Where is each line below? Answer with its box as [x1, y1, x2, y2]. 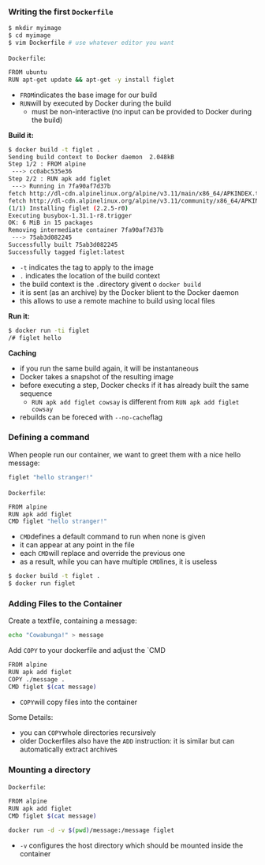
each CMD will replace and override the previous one [19, 549, 185, 558]
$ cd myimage [8, 32, 51, 39]
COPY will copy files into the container [19, 697, 138, 707]
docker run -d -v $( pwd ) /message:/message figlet [8, 826, 175, 834]
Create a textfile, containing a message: [8, 616, 137, 625]
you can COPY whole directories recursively [19, 728, 156, 737]
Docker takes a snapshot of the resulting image [19, 371, 174, 381]
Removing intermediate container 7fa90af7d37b [8, 226, 164, 234]
